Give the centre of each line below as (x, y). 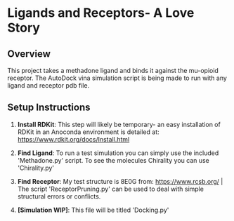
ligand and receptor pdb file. (48, 85)
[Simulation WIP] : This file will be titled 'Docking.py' (93, 210)
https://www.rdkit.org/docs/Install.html (73, 139)
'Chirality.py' (36, 168)
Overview (29, 54)
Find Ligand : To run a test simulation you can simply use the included (118, 153)
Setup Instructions (49, 108)
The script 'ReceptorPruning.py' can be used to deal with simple (110, 189)
